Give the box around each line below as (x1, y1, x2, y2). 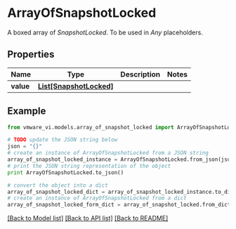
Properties (7, 48, 55, 60)
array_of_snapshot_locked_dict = (7, 188, 105, 195)
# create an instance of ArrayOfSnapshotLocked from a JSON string (7, 150, 209, 157)
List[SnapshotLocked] (37, 81, 114, 91)
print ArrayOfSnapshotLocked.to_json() (7, 169, 124, 176)
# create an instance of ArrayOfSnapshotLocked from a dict (7, 195, 188, 202)
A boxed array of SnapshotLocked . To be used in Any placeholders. (7, 28, 204, 37)
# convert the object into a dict (7, 181, 109, 189)
